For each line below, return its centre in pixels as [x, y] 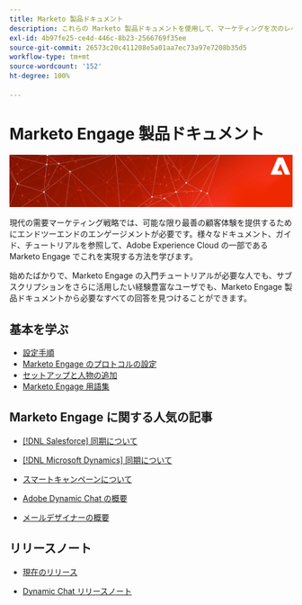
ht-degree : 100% [40, 77]
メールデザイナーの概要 [66, 517]
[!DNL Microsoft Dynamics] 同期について [97, 460]
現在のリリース [50, 572]
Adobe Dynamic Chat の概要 [75, 498]
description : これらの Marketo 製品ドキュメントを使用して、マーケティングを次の [147, 28]
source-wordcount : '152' [56, 67]
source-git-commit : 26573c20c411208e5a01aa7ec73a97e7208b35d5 [128, 48]
